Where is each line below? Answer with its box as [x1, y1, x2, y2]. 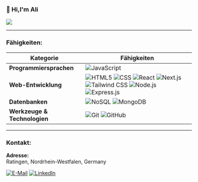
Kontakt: [6, 138, 31, 147]
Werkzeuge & [9, 107, 48, 115]
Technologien [9, 114, 49, 123]
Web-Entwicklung [9, 81, 62, 89]
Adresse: [6, 151, 29, 158]
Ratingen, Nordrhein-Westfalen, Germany [6, 158, 107, 165]
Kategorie [30, 54, 59, 62]
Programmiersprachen [9, 64, 74, 72]
